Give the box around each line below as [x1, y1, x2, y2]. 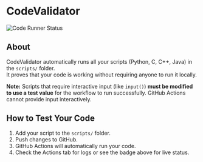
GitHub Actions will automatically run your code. [15, 142, 136, 149]
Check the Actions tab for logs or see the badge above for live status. [15, 149, 190, 156]
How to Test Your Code [6, 113, 95, 124]
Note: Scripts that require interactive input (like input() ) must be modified [6, 83, 193, 90]
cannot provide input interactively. [6, 95, 92, 103]
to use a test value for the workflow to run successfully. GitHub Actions [6, 89, 186, 96]
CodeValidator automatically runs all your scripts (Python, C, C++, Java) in [6, 58, 193, 65]
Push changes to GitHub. [15, 135, 78, 143]
